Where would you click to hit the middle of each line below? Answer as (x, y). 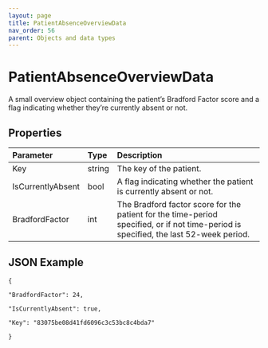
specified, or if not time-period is (179, 224)
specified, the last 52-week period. (183, 234)
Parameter (33, 155)
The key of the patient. (159, 168)
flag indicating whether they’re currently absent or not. (98, 108)
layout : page (30, 16)
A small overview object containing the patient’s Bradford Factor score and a (134, 100)
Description (140, 155)
